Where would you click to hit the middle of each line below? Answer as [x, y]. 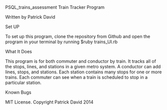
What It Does [19, 51]
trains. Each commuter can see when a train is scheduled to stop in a [76, 77]
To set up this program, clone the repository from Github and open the [78, 36]
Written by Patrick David [30, 17]
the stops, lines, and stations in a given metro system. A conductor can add [83, 67]
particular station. [23, 83]
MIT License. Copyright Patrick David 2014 [49, 102]
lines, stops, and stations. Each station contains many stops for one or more [83, 72]
